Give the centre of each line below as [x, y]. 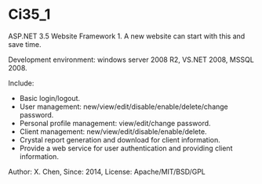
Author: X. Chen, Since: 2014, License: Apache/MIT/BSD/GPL [107, 171]
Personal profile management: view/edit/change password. [115, 123]
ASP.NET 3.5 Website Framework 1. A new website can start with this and [127, 36]
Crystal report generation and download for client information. [120, 139]
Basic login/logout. [50, 98]
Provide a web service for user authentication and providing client [126, 148]
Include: [21, 83]
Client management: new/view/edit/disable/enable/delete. [113, 132]
